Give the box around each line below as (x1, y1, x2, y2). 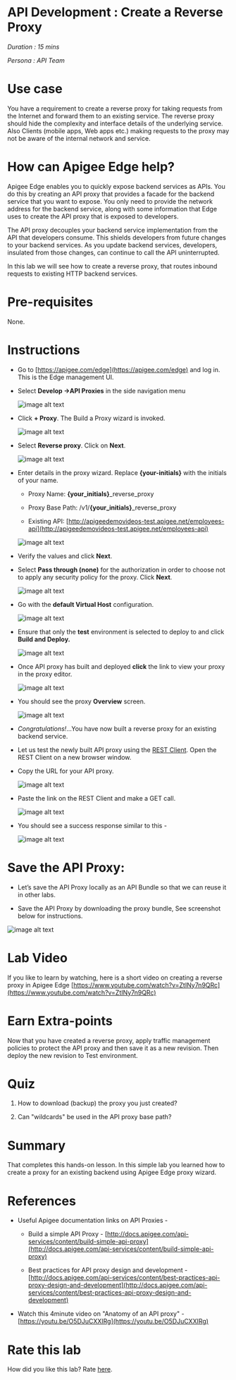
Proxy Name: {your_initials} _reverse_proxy (27, 489, 154, 498)
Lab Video (7, 949, 68, 966)
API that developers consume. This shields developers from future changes (7, 233, 227, 242)
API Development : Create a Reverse (7, 4, 223, 20)
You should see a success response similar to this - (17, 821, 168, 830)
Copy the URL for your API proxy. (17, 766, 114, 775)
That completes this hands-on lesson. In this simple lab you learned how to (7, 1161, 225, 1169)
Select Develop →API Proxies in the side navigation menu (17, 386, 186, 395)
